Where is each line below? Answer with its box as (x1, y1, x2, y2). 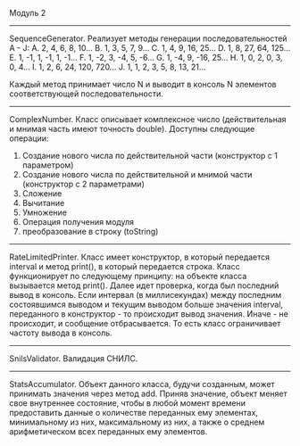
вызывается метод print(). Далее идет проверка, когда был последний (9, 280, 279, 291)
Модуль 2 (9, 8, 46, 18)
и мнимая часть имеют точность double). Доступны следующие (9, 124, 255, 134)
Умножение (21, 207, 68, 218)
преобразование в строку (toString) (21, 227, 159, 236)
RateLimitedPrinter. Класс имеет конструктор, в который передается (9, 252, 271, 262)
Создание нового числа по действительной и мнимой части (21, 169, 253, 179)
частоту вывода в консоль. (9, 327, 113, 338)
